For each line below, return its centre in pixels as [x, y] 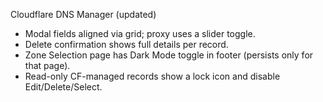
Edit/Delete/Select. [63, 87]
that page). [47, 65]
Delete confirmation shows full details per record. [126, 44]
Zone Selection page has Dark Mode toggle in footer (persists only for [169, 55]
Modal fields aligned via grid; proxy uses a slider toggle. [140, 33]
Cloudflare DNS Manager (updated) [83, 14]
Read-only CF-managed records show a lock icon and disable [152, 76]
